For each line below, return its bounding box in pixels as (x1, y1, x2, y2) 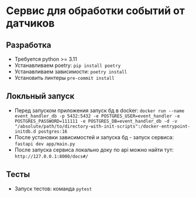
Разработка (6, 40, 51, 50)
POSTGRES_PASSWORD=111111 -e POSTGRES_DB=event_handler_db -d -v (14, 118, 177, 124)
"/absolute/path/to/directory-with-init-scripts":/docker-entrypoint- (14, 123, 191, 129)
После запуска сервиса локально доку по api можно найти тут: (14, 146, 174, 153)
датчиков (6, 16, 55, 30)
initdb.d (14, 128, 36, 135)
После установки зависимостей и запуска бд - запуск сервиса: (14, 133, 174, 140)
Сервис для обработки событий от (6, 4, 185, 18)
